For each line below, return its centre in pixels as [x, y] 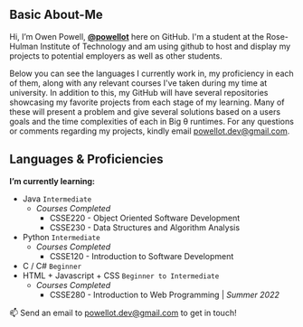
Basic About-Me [56, 15]
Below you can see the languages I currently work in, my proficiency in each [151, 73]
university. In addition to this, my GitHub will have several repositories [139, 92]
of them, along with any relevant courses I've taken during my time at [138, 83]
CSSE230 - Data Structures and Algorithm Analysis [145, 227]
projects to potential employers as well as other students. [116, 56]
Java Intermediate [57, 199]
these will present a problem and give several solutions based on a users [145, 111]
